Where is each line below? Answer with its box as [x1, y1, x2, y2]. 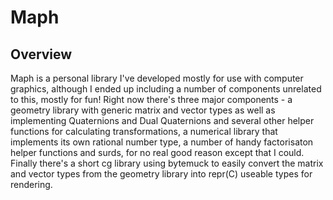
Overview [10, 46, 73, 63]
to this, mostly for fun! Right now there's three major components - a [10, 94, 293, 105]
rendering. [10, 179, 53, 190]
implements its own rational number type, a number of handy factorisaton [10, 136, 314, 148]
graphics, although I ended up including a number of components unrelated [10, 83, 322, 95]
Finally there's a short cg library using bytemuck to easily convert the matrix [10, 157, 324, 169]
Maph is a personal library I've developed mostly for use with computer [10, 72, 304, 84]
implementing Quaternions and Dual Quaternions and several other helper [10, 115, 315, 126]
